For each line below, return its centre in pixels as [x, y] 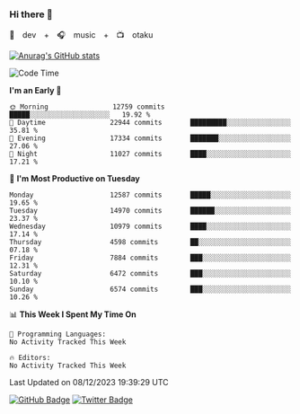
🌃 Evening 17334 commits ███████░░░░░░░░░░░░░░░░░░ [150, 138]
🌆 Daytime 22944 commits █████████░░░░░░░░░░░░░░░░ [150, 123]
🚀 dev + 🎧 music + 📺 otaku [81, 35]
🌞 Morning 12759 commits [87, 107]
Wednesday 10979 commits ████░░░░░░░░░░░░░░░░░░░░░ [150, 227]
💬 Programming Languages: [57, 335]
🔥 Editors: [30, 358]
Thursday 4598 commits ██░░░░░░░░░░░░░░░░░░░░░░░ [150, 242]
